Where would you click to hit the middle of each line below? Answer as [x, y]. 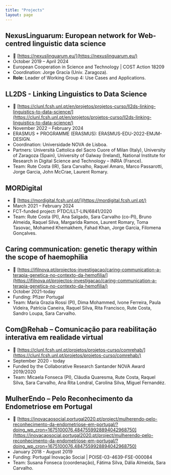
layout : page [19, 15]
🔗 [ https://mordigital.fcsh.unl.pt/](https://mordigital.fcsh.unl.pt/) [80, 200]
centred [18, 43]
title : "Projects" [25, 10]
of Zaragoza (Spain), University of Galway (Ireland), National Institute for [89, 156]
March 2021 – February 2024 [43, 205]
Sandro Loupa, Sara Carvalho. [45, 313]
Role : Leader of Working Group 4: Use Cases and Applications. [79, 78]
